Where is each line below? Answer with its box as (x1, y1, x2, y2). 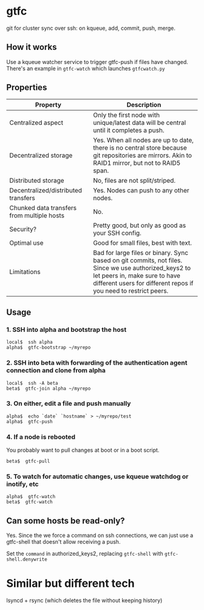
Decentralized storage (9, 151, 73, 160)
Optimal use (9, 239, 44, 247)
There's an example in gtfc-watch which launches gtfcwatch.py (6, 65, 165, 72)
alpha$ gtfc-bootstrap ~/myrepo (6, 345, 91, 351)
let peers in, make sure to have (93, 271, 181, 279)
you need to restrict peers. (93, 286, 169, 295)
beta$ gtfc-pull (6, 458, 50, 465)
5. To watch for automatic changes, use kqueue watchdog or (6, 472, 189, 481)
